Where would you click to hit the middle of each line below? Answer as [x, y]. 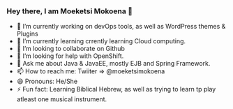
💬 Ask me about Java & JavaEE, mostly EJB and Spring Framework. [113, 64]
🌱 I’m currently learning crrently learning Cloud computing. [101, 41]
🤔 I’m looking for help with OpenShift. [70, 56]
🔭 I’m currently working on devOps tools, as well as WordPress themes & [121, 27]
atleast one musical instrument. [62, 99]
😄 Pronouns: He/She [47, 81]
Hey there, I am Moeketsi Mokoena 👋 [70, 11]
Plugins [28, 34]
